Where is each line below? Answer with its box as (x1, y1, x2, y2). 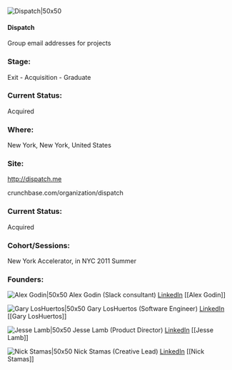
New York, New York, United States (7, 141, 112, 150)
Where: (7, 125, 34, 135)
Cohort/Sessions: (7, 240, 70, 250)
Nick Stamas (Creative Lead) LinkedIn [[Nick (74, 347, 205, 356)
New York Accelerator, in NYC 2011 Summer (7, 257, 137, 265)
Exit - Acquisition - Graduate (7, 73, 91, 81)
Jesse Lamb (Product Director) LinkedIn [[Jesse (72, 326, 214, 334)
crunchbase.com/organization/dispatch (7, 189, 123, 197)
